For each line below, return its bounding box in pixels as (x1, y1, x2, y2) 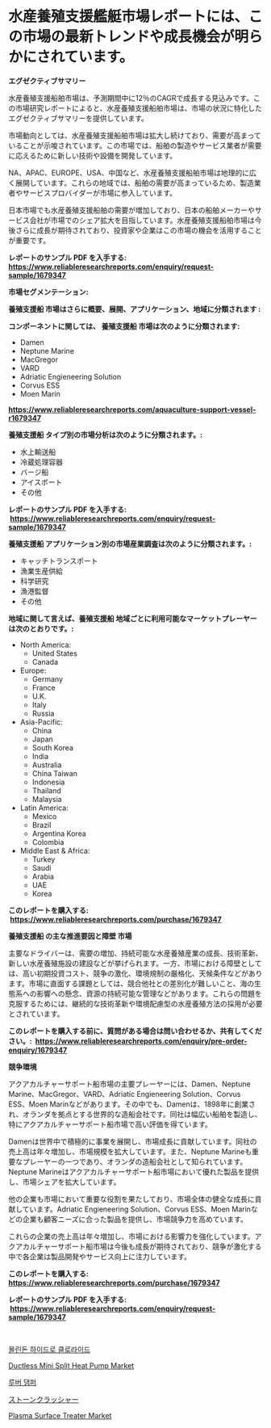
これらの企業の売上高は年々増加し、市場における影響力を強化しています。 (8, 1231, 256, 1241)
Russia (31, 708, 55, 718)
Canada (31, 657, 59, 666)
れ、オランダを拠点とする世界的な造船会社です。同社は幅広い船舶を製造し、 (8, 1109, 262, 1119)
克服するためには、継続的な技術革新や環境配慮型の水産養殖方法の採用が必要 (8, 998, 263, 1008)
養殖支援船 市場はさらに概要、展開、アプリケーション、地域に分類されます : (8, 304, 261, 313)
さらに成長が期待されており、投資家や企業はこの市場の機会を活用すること (15, 225, 262, 235)
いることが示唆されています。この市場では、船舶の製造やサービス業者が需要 (8, 141, 262, 150)
